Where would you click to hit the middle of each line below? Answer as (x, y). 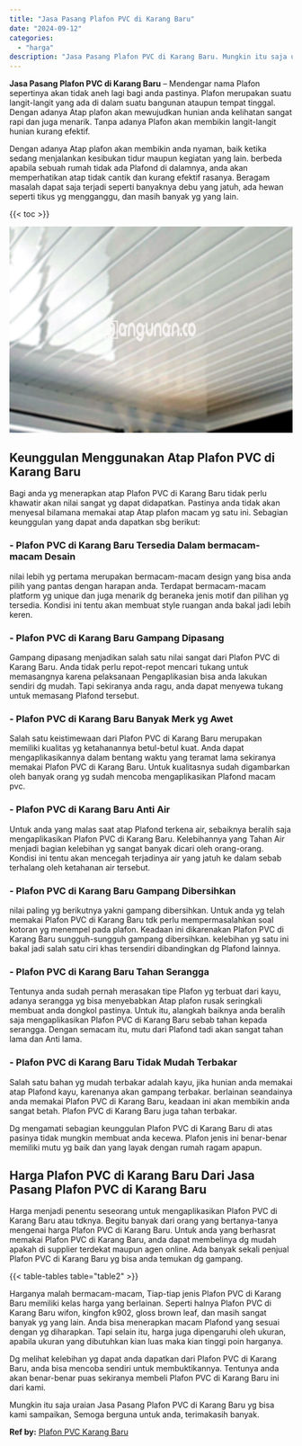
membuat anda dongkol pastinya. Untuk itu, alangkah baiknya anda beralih (147, 1011)
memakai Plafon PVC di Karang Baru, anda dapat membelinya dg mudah (143, 1240)
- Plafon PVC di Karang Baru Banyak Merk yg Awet (121, 719)
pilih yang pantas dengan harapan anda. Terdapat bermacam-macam (138, 585)
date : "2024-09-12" (46, 28)
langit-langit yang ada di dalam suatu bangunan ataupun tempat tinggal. (142, 103)
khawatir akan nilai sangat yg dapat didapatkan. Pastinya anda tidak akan (145, 503)
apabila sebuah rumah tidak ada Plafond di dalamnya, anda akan (129, 168)
